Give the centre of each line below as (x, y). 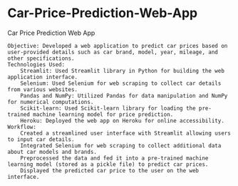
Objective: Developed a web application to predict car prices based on (118, 46)
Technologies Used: (36, 64)
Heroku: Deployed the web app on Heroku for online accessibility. (122, 120)
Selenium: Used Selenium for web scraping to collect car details (121, 83)
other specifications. (41, 58)
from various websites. (43, 89)
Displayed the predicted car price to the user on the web (110, 170)
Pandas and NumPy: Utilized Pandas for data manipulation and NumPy (124, 95)
